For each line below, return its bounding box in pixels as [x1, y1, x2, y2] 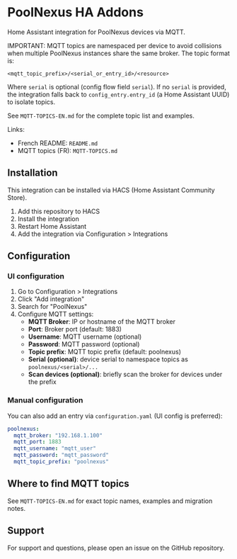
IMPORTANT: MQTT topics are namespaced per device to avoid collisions [7, 41, 222, 50]
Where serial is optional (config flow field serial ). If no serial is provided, [7, 82, 226, 91]
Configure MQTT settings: [17, 310, 94, 319]
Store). [7, 193, 28, 202]
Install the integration [17, 214, 80, 223]
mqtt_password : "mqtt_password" [13, 451, 110, 459]
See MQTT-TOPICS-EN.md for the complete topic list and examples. [7, 111, 195, 120]
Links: [7, 125, 25, 133]
